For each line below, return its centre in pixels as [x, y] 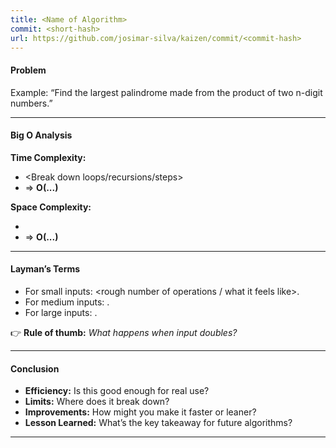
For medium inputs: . [67, 302]
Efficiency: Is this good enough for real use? [117, 391]
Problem [28, 70]
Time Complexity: [48, 157]
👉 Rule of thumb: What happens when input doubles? [124, 332]
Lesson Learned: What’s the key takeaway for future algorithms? [158, 423]
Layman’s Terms [45, 269]
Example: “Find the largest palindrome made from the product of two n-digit [166, 92]
